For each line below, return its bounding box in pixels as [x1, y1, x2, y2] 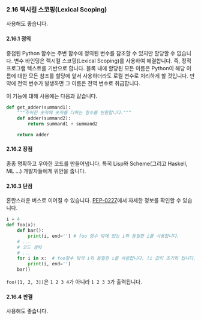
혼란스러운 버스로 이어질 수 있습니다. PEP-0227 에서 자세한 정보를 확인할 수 [6, 197, 182, 204]
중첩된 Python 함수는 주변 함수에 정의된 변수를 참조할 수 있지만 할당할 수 [6, 49, 176, 56]
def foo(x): [6, 222, 36, 228]
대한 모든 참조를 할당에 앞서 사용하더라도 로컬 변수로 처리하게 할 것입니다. [17, 72, 189, 79]
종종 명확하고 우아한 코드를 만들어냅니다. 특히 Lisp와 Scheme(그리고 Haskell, [6, 160, 188, 168]
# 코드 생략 [17, 244, 42, 250]
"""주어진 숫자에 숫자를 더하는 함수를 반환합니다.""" [17, 110, 132, 116]
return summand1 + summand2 [28, 121, 98, 127]
